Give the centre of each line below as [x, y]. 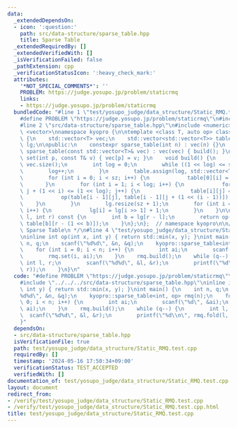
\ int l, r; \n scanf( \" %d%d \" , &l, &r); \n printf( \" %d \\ [127, 263]
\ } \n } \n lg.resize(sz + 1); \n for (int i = [126, 204]
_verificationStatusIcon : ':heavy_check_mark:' [85, 73]
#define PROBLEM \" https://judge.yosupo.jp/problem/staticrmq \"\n [120, 118]
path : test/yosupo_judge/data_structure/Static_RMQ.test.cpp [105, 348]
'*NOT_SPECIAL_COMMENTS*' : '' [65, 86]
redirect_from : [30, 394]
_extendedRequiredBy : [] [50, 47]
